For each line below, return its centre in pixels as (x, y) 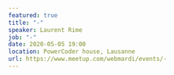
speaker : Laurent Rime (45, 30)
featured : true (33, 15)
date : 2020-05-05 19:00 (47, 45)
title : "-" (26, 23)
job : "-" (22, 37)
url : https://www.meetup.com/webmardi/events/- (88, 59)
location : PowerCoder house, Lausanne (72, 52)
